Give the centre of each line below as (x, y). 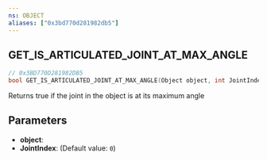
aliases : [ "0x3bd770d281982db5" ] (64, 23)
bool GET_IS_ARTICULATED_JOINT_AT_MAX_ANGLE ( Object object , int (117, 81)
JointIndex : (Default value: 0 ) (68, 148)
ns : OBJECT (26, 15)
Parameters (38, 121)
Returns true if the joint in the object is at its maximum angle (106, 96)
